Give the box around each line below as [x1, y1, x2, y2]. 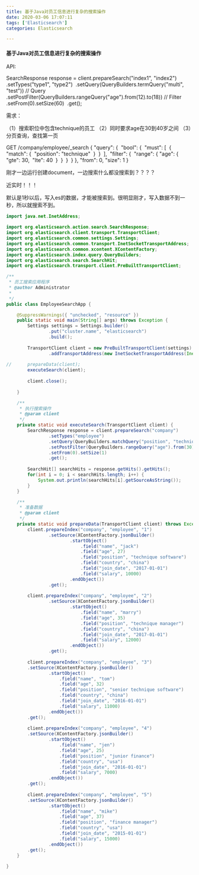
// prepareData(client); [6, 362, 81, 368]
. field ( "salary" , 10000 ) [80, 571, 142, 577]
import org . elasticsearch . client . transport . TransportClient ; [6, 230, 161, 236]
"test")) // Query [6, 87, 46, 94]
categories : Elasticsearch [6, 25, 73, 31]
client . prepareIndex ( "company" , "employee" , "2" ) [27, 593, 152, 599]
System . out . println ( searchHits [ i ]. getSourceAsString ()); [37, 477, 182, 483]
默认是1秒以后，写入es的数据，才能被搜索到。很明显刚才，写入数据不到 [6, 194, 181, 201]
